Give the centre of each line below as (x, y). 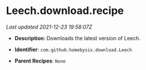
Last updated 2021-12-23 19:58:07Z (49, 27)
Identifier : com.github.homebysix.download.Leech (73, 49)
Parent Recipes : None (40, 61)
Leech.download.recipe (65, 11)
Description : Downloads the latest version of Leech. (77, 38)
